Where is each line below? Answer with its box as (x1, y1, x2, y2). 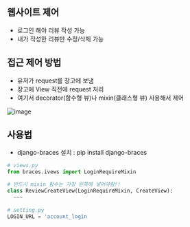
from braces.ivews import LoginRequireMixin (7, 169, 136, 175)
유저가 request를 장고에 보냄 (16, 76, 94, 85)
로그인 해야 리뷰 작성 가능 (16, 26, 86, 34)
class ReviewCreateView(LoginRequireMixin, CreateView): (7, 188, 174, 195)
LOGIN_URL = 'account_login (7, 213, 88, 220)
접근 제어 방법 (7, 57, 62, 69)
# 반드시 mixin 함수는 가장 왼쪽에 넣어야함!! (7, 181, 121, 188)
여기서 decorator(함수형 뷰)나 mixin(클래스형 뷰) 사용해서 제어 (16, 94, 184, 102)
